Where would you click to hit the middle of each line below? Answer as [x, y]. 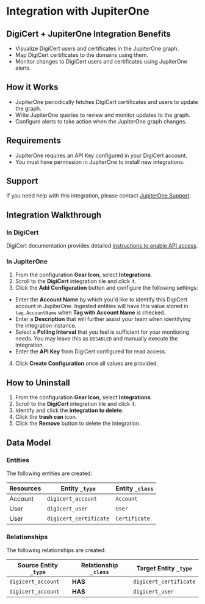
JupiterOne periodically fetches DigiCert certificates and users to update [106, 101]
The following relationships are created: [56, 550]
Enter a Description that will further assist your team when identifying [103, 319]
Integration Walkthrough [54, 215]
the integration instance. [46, 326]
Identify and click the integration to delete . [69, 410]
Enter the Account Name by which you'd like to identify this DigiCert [101, 300]
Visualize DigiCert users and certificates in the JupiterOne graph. [97, 48]
